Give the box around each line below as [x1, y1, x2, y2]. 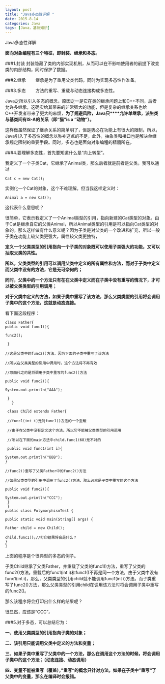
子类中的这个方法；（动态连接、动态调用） [5, 657, 89, 663]
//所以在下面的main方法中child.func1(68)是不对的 [7, 437, 102, 443]
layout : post [5, 7, 32, 12]
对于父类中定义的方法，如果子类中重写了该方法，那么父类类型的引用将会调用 [5, 294, 160, 300]
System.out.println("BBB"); [5, 455, 63, 460]
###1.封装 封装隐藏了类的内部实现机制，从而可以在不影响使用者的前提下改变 [5, 61, 160, 66]
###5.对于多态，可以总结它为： [5, 620, 69, 625]
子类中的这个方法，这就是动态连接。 [5, 300, 79, 306]
